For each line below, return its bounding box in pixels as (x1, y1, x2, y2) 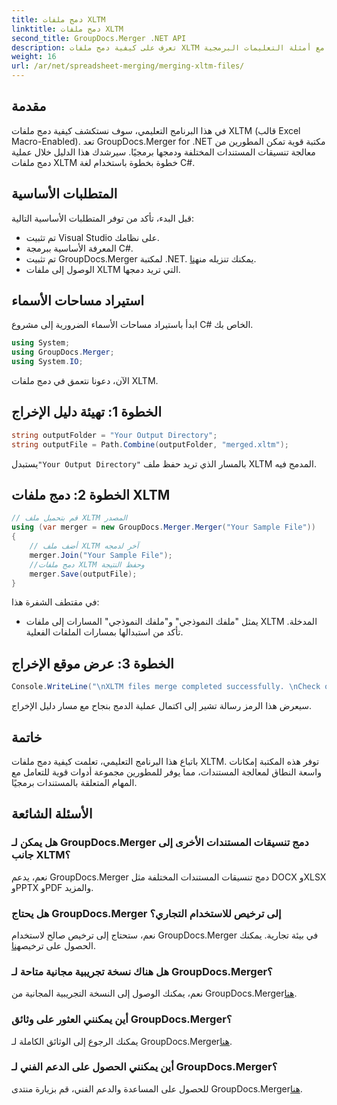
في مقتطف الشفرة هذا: (11, 596, 100, 608)
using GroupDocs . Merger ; (11, 347, 115, 358)
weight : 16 (11, 52, 57, 62)
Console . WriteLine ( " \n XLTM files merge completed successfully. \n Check (11, 682, 321, 692)
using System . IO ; (11, 357, 84, 367)
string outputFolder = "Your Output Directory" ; (11, 430, 218, 440)
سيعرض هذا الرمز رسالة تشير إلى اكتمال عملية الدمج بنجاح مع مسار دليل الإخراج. (11, 700, 313, 712)
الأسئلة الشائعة (11, 806, 93, 823)
